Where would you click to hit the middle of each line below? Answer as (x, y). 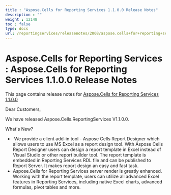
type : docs (17, 29)
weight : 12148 (21, 19)
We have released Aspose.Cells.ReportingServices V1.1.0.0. (67, 119)
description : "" (24, 15)
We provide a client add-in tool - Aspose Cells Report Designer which (87, 139)
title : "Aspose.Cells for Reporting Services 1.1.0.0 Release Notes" (82, 10)
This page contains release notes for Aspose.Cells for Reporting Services (82, 94)
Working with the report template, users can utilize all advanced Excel (86, 176)
